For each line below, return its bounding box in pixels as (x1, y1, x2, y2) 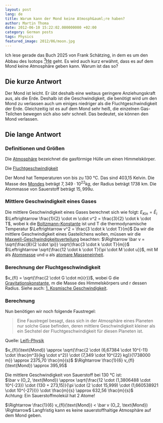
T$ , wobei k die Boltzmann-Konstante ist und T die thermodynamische (5, 221, 147, 226)
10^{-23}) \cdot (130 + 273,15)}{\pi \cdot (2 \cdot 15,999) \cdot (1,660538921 (5, 383, 159, 388)
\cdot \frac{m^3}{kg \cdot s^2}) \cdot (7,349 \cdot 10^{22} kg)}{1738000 (5, 352, 151, 358)
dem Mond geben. (5, 412, 42, 419)
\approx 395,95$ (33, 363, 67, 368)
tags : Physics (5, 35, 34, 39)
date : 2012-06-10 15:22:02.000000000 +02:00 (5, 25, 97, 30)
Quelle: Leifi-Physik (5, 338, 44, 344)
